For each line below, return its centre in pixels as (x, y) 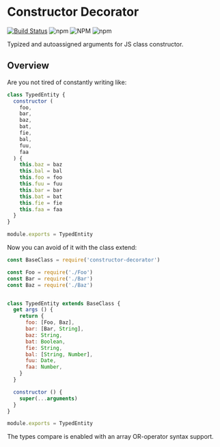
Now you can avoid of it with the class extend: (72, 247)
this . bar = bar (41, 190)
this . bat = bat (41, 196)
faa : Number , (44, 367)
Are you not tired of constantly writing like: (67, 82)
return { (32, 316)
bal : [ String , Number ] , (59, 354)
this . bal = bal (41, 171)
